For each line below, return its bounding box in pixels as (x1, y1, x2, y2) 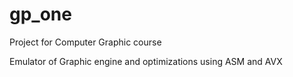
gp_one (9, 3, 72, 26)
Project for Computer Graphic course (9, 36, 162, 48)
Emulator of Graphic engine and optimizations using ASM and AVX (9, 55, 283, 67)
